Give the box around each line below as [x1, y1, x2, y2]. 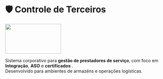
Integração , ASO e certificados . [5, 63, 74, 69]
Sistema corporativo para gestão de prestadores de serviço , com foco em [5, 57, 159, 63]
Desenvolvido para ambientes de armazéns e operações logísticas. [5, 68, 143, 74]
